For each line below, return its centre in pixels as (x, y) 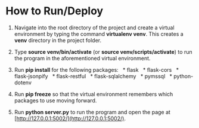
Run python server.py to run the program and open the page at (92, 112)
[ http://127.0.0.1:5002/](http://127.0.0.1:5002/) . (70, 118)
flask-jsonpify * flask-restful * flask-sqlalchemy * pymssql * (93, 76)
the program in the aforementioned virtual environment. (82, 58)
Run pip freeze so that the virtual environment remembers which (94, 94)
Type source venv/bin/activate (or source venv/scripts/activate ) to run (103, 51)
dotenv (23, 83)
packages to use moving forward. (55, 100)
